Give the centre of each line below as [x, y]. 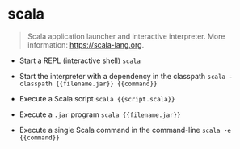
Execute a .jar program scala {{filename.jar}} [100, 114]
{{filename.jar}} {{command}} [106, 84]
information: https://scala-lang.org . [86, 44]
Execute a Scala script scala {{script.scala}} [97, 98]
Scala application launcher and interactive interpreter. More [126, 36]
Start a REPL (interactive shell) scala [80, 60]
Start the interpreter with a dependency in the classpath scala [122, 76]
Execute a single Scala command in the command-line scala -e [125, 130]
